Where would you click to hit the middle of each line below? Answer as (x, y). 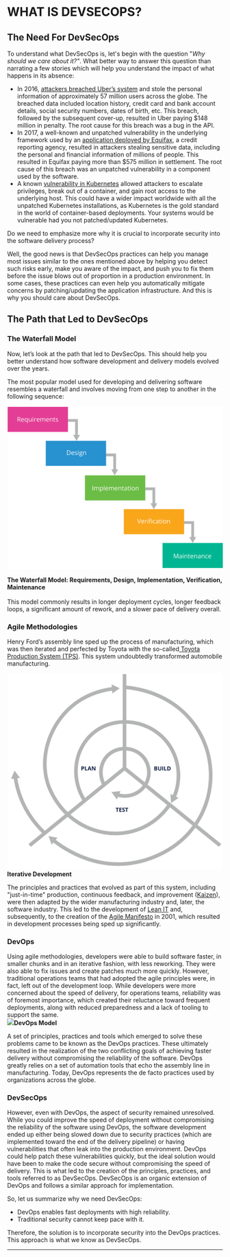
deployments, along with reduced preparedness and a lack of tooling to (108, 1007)
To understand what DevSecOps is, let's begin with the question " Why (106, 54)
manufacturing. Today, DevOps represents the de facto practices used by (111, 1072)
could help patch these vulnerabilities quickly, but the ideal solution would (111, 1156)
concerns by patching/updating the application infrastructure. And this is (110, 290)
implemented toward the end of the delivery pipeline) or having (96, 1142)
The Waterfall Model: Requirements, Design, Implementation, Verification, (115, 580)
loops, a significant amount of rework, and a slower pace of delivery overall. (114, 609)
